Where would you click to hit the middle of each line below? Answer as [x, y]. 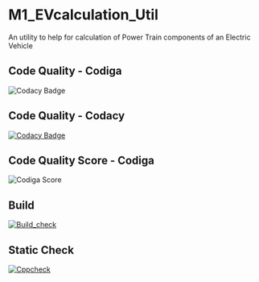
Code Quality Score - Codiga [81, 160]
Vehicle [21, 45]
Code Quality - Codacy [67, 116]
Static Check [41, 250]
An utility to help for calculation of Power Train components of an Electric [129, 37]
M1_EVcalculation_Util [84, 15]
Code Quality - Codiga [65, 71]
